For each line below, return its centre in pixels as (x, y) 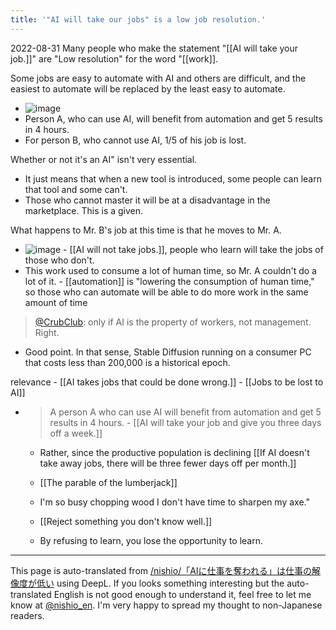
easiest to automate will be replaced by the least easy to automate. (148, 88)
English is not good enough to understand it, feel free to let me (182, 594)
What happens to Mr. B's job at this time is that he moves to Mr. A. (146, 230)
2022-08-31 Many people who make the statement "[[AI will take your (154, 48)
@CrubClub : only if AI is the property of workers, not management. (173, 322)
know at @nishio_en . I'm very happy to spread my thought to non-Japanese (166, 605)
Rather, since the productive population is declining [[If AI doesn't (174, 452)
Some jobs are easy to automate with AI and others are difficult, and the (158, 78)
